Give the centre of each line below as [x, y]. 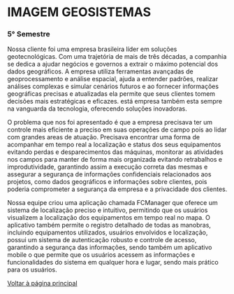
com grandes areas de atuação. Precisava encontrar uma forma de [104, 137]
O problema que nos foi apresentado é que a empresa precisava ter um [110, 122]
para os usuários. [32, 269]
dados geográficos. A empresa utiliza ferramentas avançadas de [100, 71]
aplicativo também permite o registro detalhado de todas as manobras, [109, 225]
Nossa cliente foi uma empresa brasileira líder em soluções [92, 49]
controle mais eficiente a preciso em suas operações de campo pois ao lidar [117, 129]
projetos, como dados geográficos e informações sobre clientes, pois [107, 182]
